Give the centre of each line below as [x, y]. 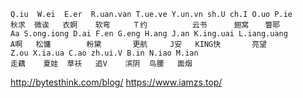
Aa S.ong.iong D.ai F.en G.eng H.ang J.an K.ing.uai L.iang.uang [149, 34]
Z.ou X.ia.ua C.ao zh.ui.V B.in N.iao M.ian [104, 53]
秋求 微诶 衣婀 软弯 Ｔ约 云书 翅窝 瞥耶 [145, 25]
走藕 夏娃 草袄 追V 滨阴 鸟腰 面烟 [101, 64]
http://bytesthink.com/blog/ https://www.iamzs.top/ [116, 82]
